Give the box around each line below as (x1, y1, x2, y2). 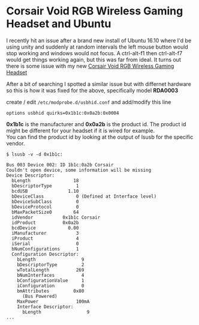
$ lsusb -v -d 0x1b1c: (6, 151, 63, 157)
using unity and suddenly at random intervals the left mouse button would (6, 43, 189, 50)
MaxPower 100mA (17, 299, 90, 305)
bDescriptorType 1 (11, 183, 79, 189)
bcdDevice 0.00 (11, 225, 79, 231)
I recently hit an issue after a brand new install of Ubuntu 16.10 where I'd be (6, 37, 192, 44)
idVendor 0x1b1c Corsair (11, 214, 101, 220)
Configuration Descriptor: (11, 251, 79, 257)
